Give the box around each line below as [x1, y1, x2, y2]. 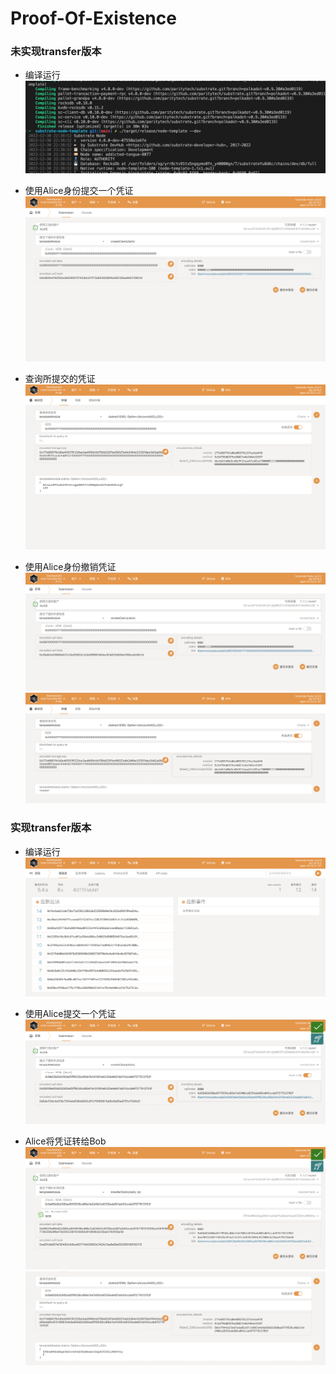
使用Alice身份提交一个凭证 [24, 184, 134, 196]
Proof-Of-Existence [10, 7, 177, 30]
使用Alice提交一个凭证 [24, 1007, 117, 1019]
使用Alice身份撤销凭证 [24, 561, 117, 573]
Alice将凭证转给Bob [24, 1135, 107, 1147]
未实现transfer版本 [10, 45, 102, 59]
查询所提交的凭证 [24, 373, 96, 385]
